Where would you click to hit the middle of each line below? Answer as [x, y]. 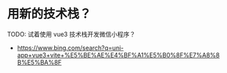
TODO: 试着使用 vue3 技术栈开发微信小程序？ [71, 34]
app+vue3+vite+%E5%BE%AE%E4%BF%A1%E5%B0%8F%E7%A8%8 [118, 55]
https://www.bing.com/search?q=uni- [70, 48]
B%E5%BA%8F [39, 62]
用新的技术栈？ [49, 14]
